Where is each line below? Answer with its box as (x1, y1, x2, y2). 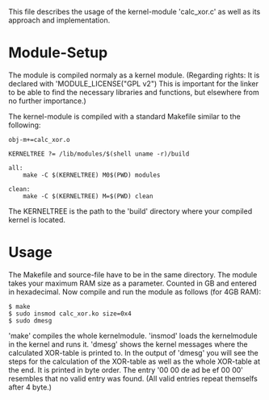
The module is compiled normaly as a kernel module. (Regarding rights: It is (8, 70, 260, 80)
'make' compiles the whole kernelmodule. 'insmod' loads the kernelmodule (8, 331, 258, 340)
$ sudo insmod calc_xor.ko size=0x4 (8, 310, 132, 318)
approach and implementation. (8, 15, 111, 25)
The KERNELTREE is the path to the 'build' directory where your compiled (8, 206, 253, 216)
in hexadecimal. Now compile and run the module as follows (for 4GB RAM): (8, 286, 261, 297)
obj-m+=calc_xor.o (8, 135, 70, 144)
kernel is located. (8, 215, 66, 224)
